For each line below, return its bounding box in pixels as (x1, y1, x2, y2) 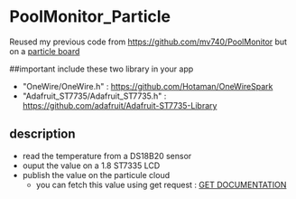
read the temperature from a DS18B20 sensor (22, 150, 192, 161)
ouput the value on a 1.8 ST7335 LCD (22, 160, 161, 171)
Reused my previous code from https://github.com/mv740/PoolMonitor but (9, 36, 287, 47)
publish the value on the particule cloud (22, 169, 170, 180)
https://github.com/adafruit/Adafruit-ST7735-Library (22, 99, 217, 110)
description (9, 127, 76, 142)
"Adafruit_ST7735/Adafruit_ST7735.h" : (22, 90, 167, 101)
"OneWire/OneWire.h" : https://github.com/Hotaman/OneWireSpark (22, 81, 273, 91)
